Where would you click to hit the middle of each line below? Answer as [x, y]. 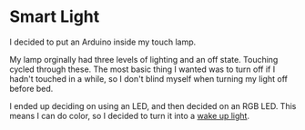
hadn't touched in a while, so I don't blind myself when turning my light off [149, 78]
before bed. [31, 88]
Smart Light [55, 17]
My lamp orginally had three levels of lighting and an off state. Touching [144, 59]
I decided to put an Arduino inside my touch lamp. [103, 42]
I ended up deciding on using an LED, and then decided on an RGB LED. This [153, 105]
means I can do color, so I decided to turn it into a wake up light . [130, 115]
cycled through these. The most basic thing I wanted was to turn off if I [142, 69]
